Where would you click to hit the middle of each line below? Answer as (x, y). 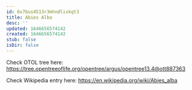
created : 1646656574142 (36, 34)
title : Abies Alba (29, 17)
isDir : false (23, 46)
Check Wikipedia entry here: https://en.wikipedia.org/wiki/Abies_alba (92, 80)
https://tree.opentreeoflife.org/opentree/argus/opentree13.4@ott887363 (96, 68)
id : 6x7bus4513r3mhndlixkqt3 (43, 12)
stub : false (21, 40)
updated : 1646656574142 (36, 28)
